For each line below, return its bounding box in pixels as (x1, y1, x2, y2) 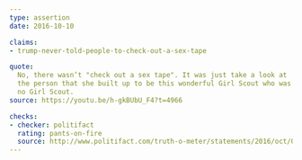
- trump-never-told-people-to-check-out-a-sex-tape (9, 46, 207, 55)
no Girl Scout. (17, 87, 75, 96)
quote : (9, 62, 34, 72)
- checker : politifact (9, 120, 94, 129)
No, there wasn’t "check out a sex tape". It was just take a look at (17, 71, 288, 80)
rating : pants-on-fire (17, 129, 102, 138)
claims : (9, 38, 39, 47)
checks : (9, 111, 39, 121)
